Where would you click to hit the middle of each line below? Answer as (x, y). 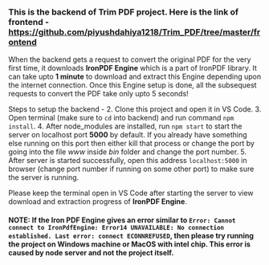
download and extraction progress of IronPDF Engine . (98, 202)
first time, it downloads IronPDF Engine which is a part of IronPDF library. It (132, 68)
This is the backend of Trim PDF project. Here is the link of (124, 12)
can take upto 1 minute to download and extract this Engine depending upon (135, 77)
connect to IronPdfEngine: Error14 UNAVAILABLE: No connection (116, 227)
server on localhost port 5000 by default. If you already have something (128, 135)
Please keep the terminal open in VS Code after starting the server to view (131, 193)
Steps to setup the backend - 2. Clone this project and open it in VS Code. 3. (135, 109)
